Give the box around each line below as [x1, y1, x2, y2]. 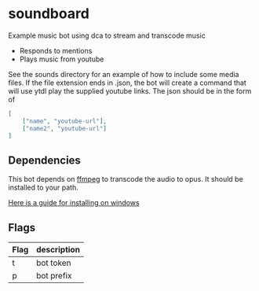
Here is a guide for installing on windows [8, 198, 140, 208]
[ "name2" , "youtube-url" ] [22, 124, 108, 132]
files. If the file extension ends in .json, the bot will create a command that [8, 78, 247, 87]
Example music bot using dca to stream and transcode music [8, 31, 206, 40]
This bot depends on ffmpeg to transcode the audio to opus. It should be [8, 175, 243, 184]
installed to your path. [8, 182, 78, 193]
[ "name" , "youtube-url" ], [22, 117, 108, 125]
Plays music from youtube [19, 54, 104, 64]
